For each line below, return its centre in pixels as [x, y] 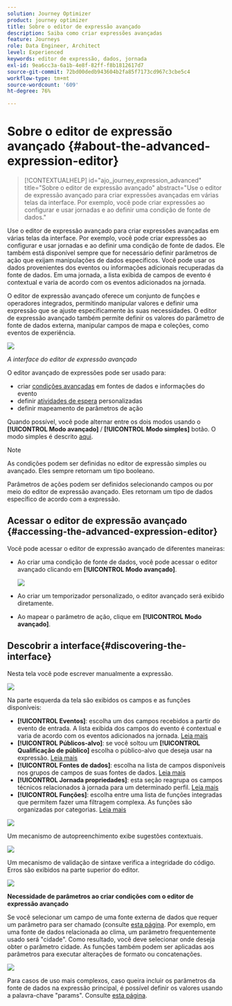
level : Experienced [35, 53]
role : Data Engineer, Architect [54, 46]
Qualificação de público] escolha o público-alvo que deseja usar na [115, 750]
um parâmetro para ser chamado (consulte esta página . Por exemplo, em [111, 924]
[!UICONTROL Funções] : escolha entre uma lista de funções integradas [120, 794]
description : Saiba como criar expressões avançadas [85, 33]
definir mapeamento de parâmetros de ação [80, 409]
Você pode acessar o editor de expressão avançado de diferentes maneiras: [116, 548]
